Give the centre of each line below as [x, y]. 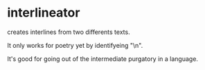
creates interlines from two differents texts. [69, 32]
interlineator [44, 13]
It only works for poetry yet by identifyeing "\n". [75, 45]
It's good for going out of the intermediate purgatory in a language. [103, 59]
